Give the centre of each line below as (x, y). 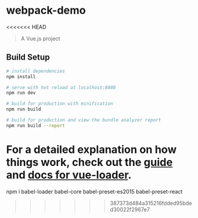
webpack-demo (46, 10)
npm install (21, 76)
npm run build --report (36, 125)
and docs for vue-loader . (69, 175)
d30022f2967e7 (130, 209)
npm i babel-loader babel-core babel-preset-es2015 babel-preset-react (95, 191)
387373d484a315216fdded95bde (151, 203)
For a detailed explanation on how (92, 149)
